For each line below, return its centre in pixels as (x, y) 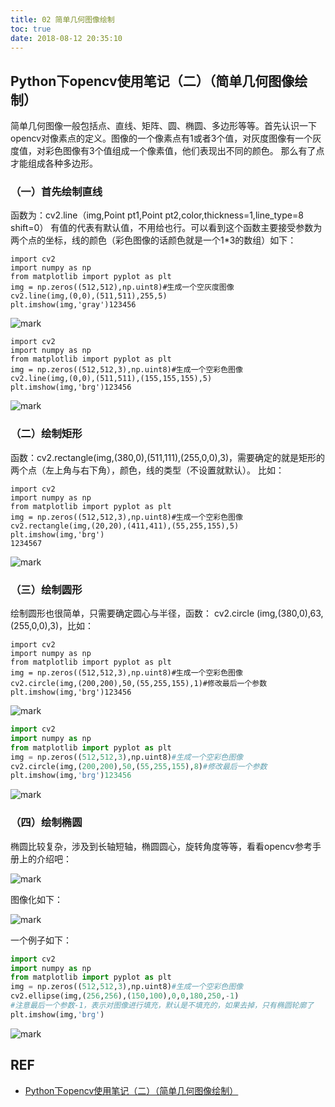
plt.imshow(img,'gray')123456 (73, 305)
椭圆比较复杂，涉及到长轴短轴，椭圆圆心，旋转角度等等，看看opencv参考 (161, 846)
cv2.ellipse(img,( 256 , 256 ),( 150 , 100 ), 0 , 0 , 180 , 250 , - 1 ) (125, 996)
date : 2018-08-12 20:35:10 (66, 38)
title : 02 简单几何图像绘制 (62, 19)
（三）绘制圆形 (46, 589)
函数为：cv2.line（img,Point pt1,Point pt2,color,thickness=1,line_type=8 (157, 215)
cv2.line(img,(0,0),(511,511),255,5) (89, 296)
